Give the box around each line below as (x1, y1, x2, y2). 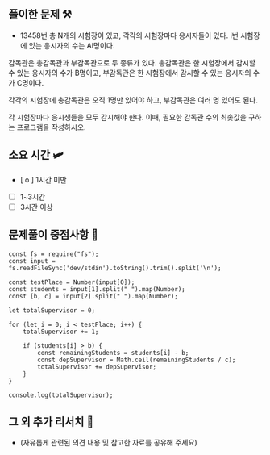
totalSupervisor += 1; (23, 328, 99, 336)
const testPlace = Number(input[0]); (8, 278, 135, 286)
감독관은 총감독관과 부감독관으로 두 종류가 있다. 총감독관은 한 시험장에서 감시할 (8, 57, 256, 67)
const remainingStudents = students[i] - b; (37, 349, 189, 357)
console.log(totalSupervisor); (8, 390, 114, 399)
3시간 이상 (19, 202, 53, 211)
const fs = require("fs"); (8, 249, 99, 258)
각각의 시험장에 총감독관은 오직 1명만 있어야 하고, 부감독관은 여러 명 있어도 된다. (8, 95, 258, 105)
